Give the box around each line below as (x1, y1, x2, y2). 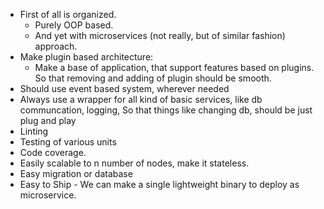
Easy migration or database (19, 168, 133, 179)
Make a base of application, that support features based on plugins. (34, 62, 315, 73)
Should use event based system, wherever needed (19, 83, 230, 94)
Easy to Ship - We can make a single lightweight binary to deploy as (19, 179, 300, 190)
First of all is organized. (19, 9, 117, 20)
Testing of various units (19, 136, 117, 148)
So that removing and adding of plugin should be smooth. (34, 72, 272, 84)
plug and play (19, 115, 77, 126)
